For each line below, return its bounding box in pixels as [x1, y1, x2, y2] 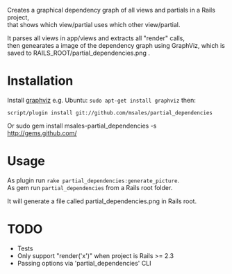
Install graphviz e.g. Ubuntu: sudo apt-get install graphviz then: [7, 96, 196, 104]
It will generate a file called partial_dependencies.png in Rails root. [7, 197, 197, 205]
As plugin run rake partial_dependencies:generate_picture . [7, 176, 179, 185]
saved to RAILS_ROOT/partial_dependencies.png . [7, 49, 151, 57]
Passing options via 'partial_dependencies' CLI [17, 259, 151, 267]
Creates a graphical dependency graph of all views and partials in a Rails [7, 6, 215, 14]
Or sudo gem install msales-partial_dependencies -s [7, 121, 157, 130]
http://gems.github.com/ [7, 128, 77, 137]
